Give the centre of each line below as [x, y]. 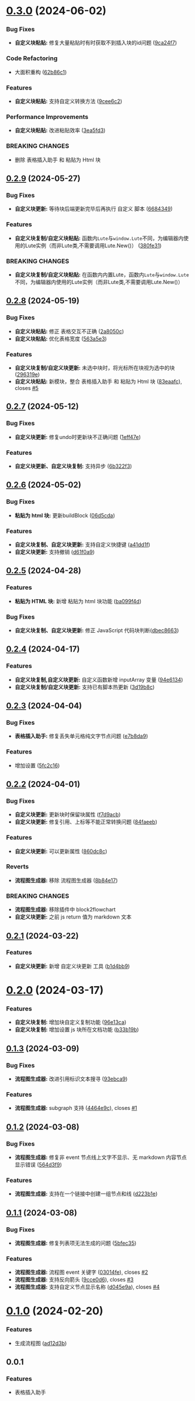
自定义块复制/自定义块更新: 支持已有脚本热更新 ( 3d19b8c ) [85, 687]
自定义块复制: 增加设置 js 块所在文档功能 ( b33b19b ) [77, 1030]
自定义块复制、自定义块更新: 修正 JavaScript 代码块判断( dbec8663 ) [97, 630]
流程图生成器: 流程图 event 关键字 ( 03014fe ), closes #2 [81, 1272]
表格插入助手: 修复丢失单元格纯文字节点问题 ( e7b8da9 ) [81, 736]
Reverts [18, 867]
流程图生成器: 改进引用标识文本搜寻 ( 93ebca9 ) [71, 1079]
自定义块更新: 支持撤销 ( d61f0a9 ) [55, 551]
